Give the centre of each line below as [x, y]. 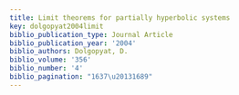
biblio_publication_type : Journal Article [91, 34]
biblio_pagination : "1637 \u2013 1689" [81, 77]
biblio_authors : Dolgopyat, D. [69, 52]
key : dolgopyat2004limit [57, 26]
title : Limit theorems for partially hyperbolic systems [120, 18]
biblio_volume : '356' [51, 60]
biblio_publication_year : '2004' [73, 43]
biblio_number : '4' [47, 69]
